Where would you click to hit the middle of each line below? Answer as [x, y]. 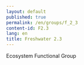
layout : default [26, 12]
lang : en [17, 34]
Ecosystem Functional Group [41, 56]
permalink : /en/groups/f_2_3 [42, 22]
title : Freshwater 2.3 [34, 39]
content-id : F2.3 [28, 28]
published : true [26, 17]
